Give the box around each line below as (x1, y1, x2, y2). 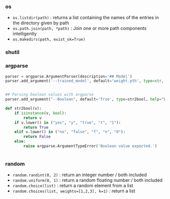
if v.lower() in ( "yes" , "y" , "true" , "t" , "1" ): (14, 120, 121, 125)
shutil (5, 49, 20, 56)
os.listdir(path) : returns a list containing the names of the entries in (12, 15, 159, 21)
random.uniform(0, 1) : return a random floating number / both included (12, 177, 163, 183)
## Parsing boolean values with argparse (5, 92, 94, 97)
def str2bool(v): (5, 106, 42, 111)
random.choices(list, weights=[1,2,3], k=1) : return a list (12, 188, 136, 194)
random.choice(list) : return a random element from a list (12, 183, 134, 189)
